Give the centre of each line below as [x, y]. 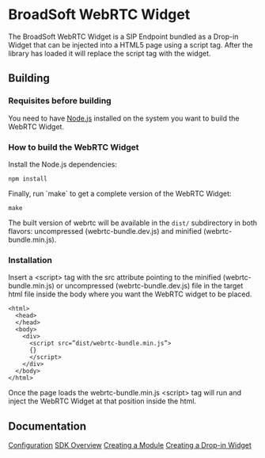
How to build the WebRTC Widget [74, 147]
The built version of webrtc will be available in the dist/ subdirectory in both [133, 223]
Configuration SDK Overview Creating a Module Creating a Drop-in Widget [130, 445]
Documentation [47, 426]
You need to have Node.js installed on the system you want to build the [124, 118]
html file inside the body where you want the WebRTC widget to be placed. [130, 294]
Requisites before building [60, 101]
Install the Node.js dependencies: [62, 164]
